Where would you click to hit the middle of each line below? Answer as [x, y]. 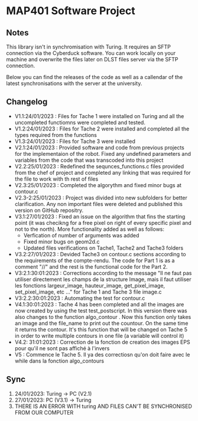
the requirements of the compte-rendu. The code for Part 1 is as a [95, 260]
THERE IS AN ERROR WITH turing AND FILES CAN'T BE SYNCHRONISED [103, 406]
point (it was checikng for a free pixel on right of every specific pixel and [103, 223]
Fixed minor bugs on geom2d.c [61, 241]
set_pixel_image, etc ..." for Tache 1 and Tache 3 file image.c [88, 292]
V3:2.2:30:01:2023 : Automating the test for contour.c [80, 298]
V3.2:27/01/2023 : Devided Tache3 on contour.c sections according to [100, 254]
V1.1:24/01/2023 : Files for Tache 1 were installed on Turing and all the [99, 116]
